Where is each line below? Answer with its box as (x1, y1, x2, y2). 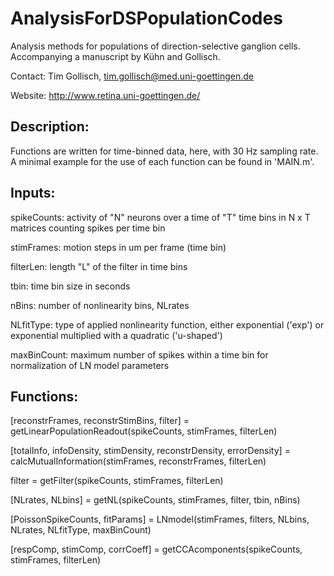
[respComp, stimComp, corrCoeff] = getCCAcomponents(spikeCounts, (10, 543, 303, 556)
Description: (10, 118, 90, 136)
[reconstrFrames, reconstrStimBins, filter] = (10, 415, 190, 427)
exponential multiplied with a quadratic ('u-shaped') (10, 329, 223, 341)
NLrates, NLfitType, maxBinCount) (10, 524, 152, 536)
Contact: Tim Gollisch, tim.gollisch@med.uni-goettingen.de (10, 70, 255, 82)
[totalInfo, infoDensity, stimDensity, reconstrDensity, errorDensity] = (10, 445, 291, 457)
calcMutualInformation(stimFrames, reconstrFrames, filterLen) (10, 455, 267, 467)
